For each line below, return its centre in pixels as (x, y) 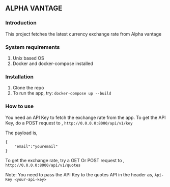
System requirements (33, 47)
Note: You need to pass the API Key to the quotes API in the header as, (79, 174)
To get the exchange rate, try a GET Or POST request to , (65, 160)
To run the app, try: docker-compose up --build (62, 93)
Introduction (21, 23)
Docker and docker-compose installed (53, 64)
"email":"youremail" (36, 146)
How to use (20, 106)
